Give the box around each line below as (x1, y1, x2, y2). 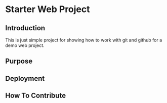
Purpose (5, 57, 33, 66)
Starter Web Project (5, 4, 90, 15)
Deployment (5, 74, 45, 83)
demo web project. (5, 42, 45, 48)
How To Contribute (5, 91, 66, 100)
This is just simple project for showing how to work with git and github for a (5, 37, 162, 43)
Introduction (5, 24, 46, 32)
